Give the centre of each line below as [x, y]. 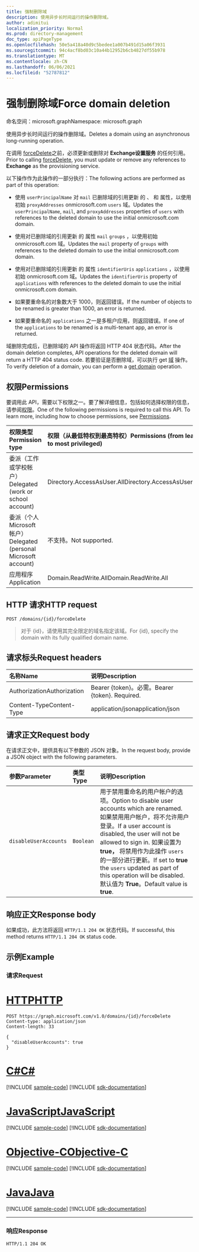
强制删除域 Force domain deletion [88, 104]
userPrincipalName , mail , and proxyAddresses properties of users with [99, 211]
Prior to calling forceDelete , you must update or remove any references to [96, 160]
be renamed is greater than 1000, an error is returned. [80, 309]
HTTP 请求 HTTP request [52, 605]
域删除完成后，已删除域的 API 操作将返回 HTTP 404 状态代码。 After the [94, 346]
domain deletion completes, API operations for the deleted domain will [92, 353]
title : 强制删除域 [27, 12]
